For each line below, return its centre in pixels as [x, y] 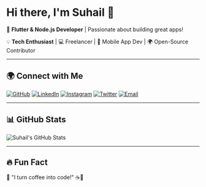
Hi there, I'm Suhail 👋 [60, 13]
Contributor [21, 50]
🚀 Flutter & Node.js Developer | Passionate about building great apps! [95, 29]
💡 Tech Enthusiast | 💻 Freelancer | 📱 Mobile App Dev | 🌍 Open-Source [97, 42]
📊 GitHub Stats [36, 119]
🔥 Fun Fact [27, 162]
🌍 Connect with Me [45, 76]
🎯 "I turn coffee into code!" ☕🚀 [45, 177]
